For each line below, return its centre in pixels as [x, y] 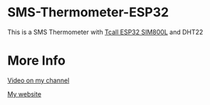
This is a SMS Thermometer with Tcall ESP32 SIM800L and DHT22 [105, 32]
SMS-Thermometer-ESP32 [88, 12]
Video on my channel [38, 80]
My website [24, 94]
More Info [37, 61]
